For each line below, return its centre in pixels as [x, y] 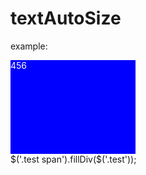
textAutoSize [66, 18]
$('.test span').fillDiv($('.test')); [73, 159]
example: [29, 46]
